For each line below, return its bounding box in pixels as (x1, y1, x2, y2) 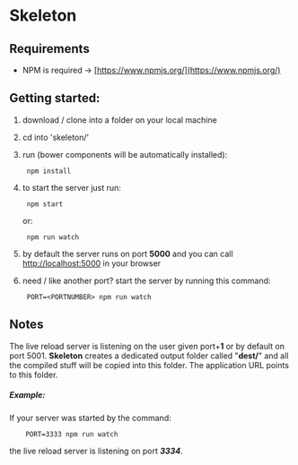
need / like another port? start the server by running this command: (22, 275, 271, 286)
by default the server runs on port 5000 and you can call (22, 248, 233, 259)
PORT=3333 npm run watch (25, 429, 118, 439)
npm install (26, 167, 72, 176)
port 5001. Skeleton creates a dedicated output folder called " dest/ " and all (9, 350, 289, 361)
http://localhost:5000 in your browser (22, 257, 162, 269)
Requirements (9, 41, 90, 56)
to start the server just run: (22, 182, 121, 193)
